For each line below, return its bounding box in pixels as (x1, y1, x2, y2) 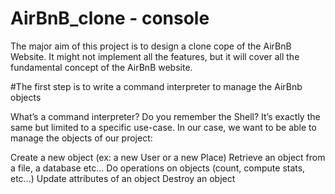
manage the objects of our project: (10, 132, 153, 144)
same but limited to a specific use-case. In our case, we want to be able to (10, 121, 317, 133)
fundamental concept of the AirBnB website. (10, 61, 193, 73)
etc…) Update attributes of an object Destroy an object (10, 172, 236, 184)
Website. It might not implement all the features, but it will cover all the (10, 50, 300, 62)
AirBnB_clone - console (10, 7, 210, 30)
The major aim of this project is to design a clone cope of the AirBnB (10, 40, 292, 52)
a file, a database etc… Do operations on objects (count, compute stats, (10, 162, 306, 174)
